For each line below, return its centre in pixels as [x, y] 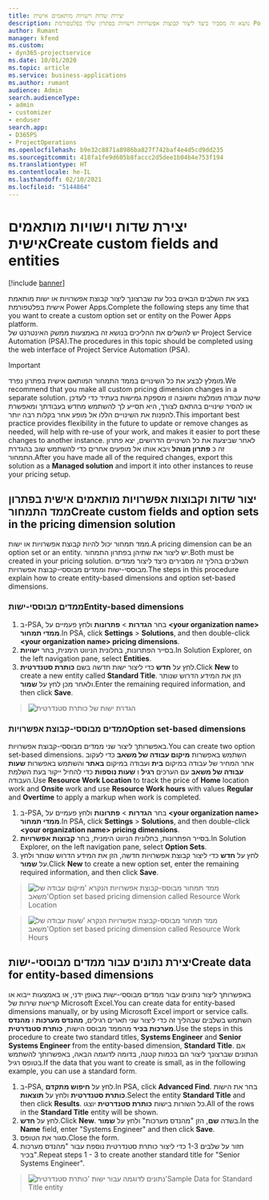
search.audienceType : [44, 98]
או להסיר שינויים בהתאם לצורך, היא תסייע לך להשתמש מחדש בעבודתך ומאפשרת [130, 406]
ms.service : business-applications [68, 75]
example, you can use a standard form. [73, 1071]
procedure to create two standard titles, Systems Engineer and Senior [125, 1037]
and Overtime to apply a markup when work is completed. [105, 797]
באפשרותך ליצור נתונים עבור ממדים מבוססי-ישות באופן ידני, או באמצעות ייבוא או [130, 994]
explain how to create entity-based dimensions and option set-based [122, 578]
